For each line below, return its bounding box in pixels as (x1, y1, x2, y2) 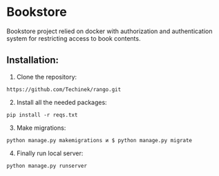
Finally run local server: (16, 149, 84, 157)
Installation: (6, 55, 59, 66)
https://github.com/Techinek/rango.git (6, 86, 122, 93)
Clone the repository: (16, 72, 77, 81)
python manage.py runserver (6, 162, 88, 169)
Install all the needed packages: (16, 98, 108, 106)
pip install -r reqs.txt (6, 111, 78, 118)
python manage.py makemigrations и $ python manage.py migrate (6, 137, 193, 144)
